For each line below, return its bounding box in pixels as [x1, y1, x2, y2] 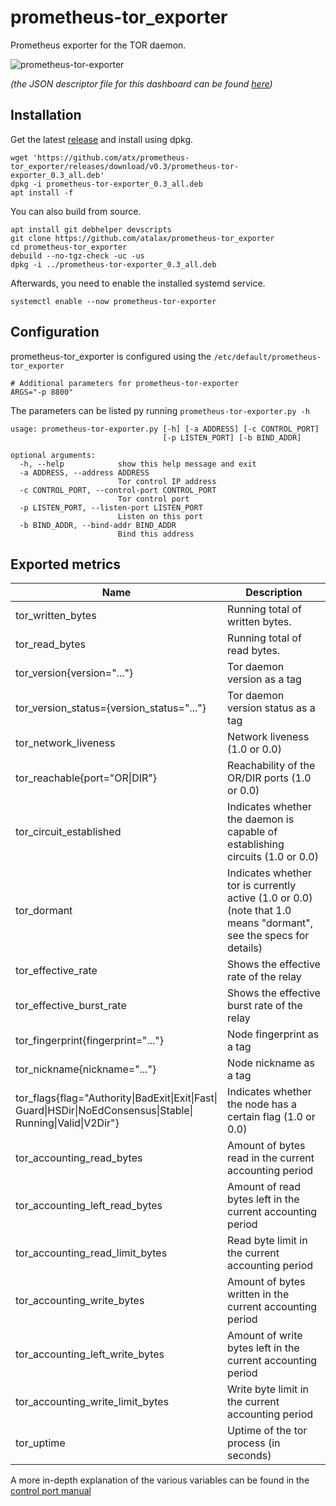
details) [227, 941, 263, 955]
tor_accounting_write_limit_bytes [15, 1395, 170, 1409]
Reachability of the [227, 759, 316, 773]
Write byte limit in [227, 1382, 309, 1396]
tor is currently [227, 879, 297, 893]
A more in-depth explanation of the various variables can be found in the [10, 1474, 310, 1486]
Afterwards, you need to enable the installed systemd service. [10, 277, 266, 289]
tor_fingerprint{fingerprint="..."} [15, 1034, 165, 1048]
